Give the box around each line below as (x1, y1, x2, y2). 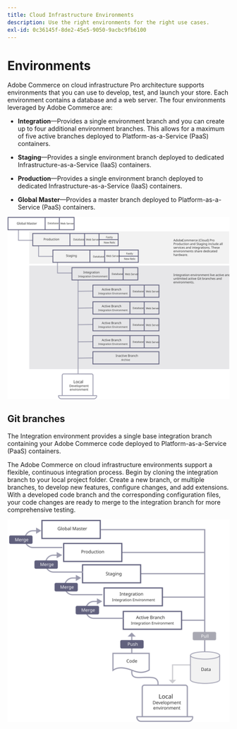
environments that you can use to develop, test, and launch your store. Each (7, 88, 229, 97)
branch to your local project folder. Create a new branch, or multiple (7, 475, 205, 483)
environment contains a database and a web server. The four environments (7, 96, 226, 104)
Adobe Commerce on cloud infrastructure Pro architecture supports (7, 81, 205, 90)
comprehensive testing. (7, 505, 76, 514)
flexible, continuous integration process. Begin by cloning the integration (7, 468, 219, 476)
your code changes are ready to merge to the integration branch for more (7, 498, 221, 506)
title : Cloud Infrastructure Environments (7, 11, 134, 18)
